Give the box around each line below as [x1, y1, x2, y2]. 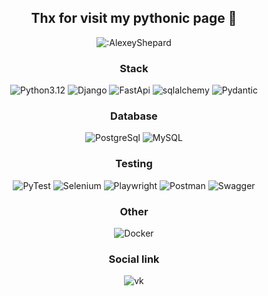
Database [110, 109, 158, 123]
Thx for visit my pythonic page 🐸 [30, 10, 238, 27]
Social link [108, 252, 160, 266]
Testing [115, 157, 153, 171]
